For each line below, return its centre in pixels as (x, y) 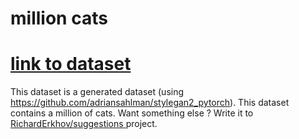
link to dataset (71, 64)
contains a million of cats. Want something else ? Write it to (132, 113)
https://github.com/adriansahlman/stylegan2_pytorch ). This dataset (150, 103)
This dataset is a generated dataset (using (97, 92)
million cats (59, 18)
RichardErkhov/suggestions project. (84, 124)
